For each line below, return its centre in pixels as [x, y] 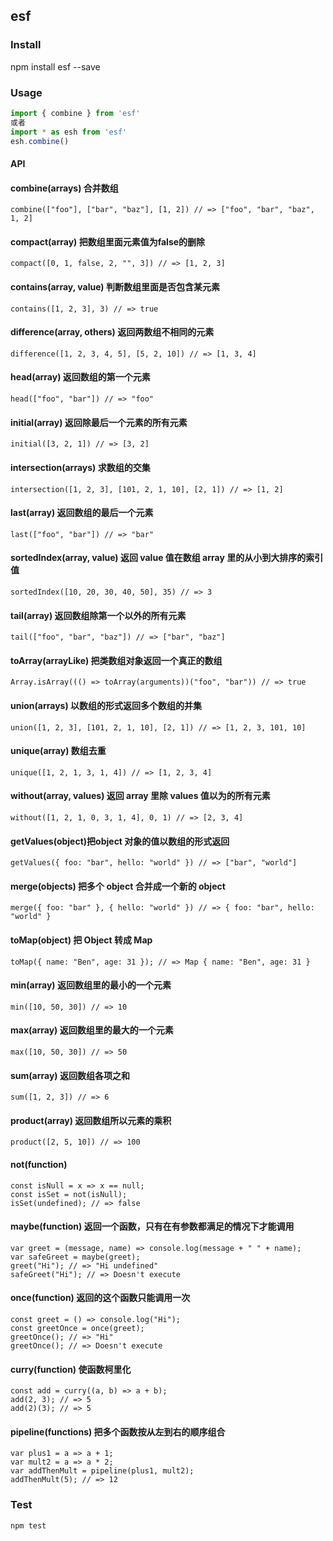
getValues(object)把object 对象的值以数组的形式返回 [120, 841]
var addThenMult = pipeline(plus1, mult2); [102, 1471]
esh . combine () [40, 141]
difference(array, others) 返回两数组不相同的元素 [112, 332]
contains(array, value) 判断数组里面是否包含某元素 [115, 287]
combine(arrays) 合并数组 [64, 188]
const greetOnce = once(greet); [77, 1328]
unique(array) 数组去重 [58, 751]
